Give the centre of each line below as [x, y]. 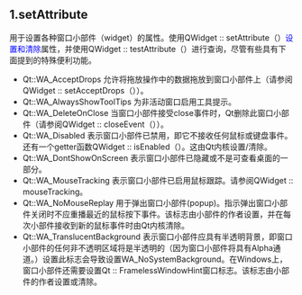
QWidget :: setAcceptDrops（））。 [85, 90]
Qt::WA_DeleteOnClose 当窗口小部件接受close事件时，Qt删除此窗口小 [152, 112]
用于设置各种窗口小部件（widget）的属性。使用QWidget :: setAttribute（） [147, 37]
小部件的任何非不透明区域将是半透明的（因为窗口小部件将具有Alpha [147, 247]
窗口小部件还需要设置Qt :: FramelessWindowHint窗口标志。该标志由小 [152, 270]
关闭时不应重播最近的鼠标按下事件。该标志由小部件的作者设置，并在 [157, 214]
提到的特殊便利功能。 [56, 60]
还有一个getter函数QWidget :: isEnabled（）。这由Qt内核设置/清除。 [147, 147]
